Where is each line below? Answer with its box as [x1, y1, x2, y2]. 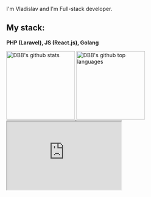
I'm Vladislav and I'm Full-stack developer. [6, 5, 113, 12]
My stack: [6, 22, 45, 33]
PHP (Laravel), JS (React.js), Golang [6, 39, 99, 46]
